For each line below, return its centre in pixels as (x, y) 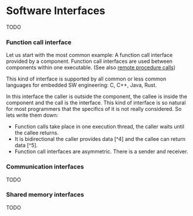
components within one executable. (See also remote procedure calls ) (91, 67)
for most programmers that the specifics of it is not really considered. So (94, 109)
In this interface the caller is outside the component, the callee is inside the (97, 97)
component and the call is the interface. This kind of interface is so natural (96, 103)
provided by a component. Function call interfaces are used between (89, 61)
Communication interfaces (45, 167)
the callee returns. (37, 133)
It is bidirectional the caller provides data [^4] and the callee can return (100, 139)
